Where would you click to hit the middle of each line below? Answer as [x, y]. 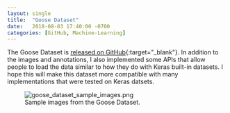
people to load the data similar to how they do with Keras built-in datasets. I [115, 67]
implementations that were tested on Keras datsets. [81, 82]
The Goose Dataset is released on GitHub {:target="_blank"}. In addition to [113, 52]
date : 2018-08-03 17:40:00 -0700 [59, 26]
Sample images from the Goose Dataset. [82, 102]
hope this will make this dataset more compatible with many [93, 74]
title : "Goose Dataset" [43, 20]
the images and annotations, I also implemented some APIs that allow [107, 60]
